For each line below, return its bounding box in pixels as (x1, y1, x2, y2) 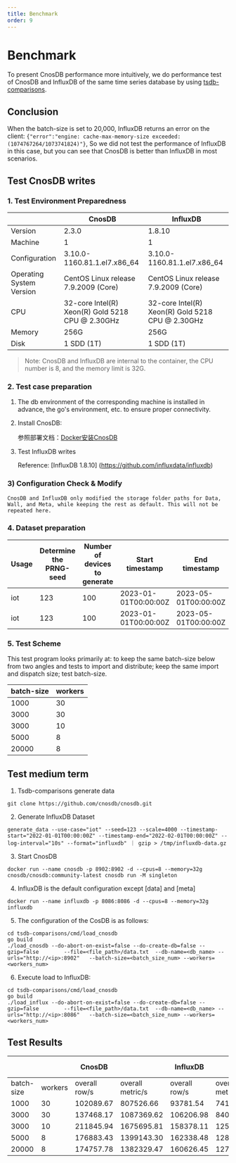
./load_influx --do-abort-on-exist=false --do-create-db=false (7, 999, 197, 1006)
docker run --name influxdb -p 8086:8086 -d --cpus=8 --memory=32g (7, 898, 209, 905)
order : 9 (7, 17, 33, 24)
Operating (11, 269, 44, 279)
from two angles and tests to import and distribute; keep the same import (7, 662, 219, 671)
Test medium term (7, 768, 89, 780)
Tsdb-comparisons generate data (17, 786, 114, 795)
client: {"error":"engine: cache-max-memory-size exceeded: (7, 132, 181, 141)
